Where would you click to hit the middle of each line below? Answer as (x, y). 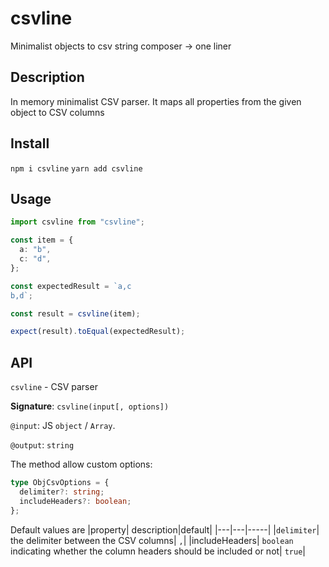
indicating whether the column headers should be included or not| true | (158, 551)
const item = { (42, 240)
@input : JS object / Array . (63, 426)
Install (30, 143)
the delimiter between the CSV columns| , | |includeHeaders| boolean (152, 540)
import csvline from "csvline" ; (77, 222)
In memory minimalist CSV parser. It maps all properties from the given (156, 101)
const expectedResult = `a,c (71, 286)
